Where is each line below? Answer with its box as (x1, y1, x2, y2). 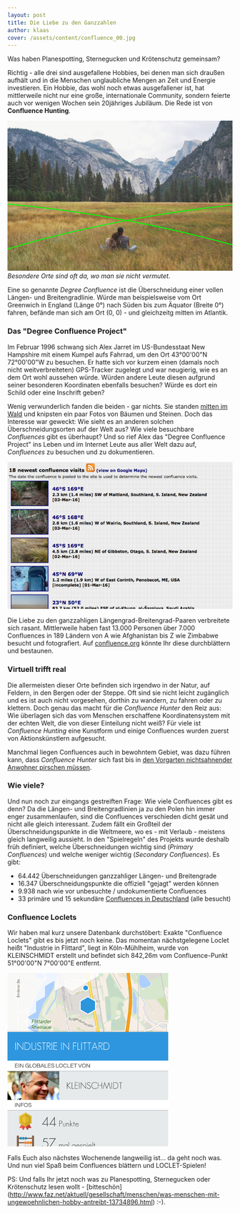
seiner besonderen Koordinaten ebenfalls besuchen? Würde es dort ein (7, 380, 218, 389)
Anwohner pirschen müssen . (7, 763, 92, 771)
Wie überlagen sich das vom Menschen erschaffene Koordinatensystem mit (7, 711, 231, 720)
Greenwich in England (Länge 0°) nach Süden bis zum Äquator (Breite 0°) (7, 301, 224, 310)
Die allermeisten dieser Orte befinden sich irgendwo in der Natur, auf (7, 680, 211, 689)
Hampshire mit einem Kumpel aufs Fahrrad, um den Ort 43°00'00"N (7, 350, 208, 359)
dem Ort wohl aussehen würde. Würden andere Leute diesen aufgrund (7, 372, 216, 382)
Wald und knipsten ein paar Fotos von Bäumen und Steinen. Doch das (7, 410, 213, 418)
